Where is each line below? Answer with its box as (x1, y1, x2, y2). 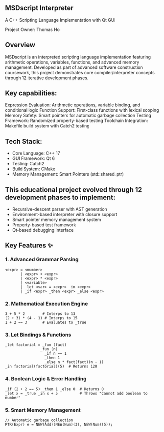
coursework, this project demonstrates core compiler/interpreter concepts (5, 69, 155, 75)
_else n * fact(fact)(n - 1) (44, 360, 104, 365)
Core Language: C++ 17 (12, 150, 60, 156)
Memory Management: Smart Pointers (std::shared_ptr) (12, 171, 124, 177)
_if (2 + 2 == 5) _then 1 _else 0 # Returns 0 (5, 386, 104, 392)
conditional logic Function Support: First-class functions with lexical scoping (5, 107, 159, 113)
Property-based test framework (12, 222, 76, 228)
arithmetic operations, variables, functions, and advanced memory (5, 59, 140, 65)
